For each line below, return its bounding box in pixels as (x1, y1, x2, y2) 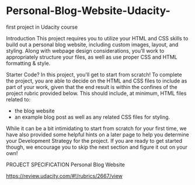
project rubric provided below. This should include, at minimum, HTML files (6, 90, 187, 97)
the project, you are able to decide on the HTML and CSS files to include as (6, 77, 187, 84)
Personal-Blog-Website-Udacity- (6, 4, 170, 18)
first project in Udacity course (6, 23, 78, 30)
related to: (6, 95, 31, 103)
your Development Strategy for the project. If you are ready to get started (6, 137, 183, 144)
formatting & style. (6, 60, 51, 67)
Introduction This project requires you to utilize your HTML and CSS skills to (6, 35, 189, 42)
